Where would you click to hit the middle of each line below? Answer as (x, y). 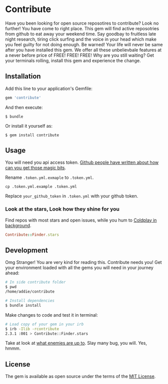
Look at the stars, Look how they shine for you (62, 209)
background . (18, 225)
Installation (23, 76)
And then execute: (24, 107)
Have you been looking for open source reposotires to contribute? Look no (82, 23)
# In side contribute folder (35, 282)
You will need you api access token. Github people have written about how (82, 162)
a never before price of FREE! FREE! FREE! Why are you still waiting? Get (79, 55)
